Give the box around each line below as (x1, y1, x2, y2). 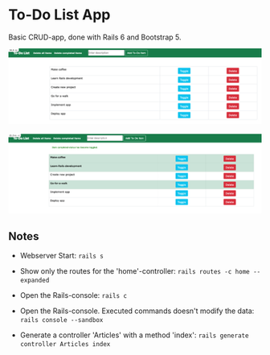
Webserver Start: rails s (19, 251, 104, 260)
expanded (19, 276, 50, 284)
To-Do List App (8, 6, 111, 24)
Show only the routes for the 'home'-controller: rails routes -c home (19, 266, 251, 275)
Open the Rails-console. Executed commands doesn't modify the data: (19, 306, 255, 316)
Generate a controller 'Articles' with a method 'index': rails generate (19, 330, 249, 340)
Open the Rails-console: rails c (19, 291, 127, 299)
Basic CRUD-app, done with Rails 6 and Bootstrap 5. (8, 32, 182, 42)
